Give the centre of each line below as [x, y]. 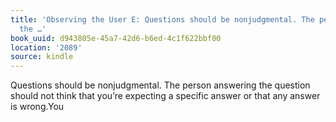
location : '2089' [46, 47]
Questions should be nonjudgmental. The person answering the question [160, 85]
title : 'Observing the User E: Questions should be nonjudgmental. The [162, 19]
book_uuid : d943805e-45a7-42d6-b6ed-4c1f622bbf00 [116, 38]
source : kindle [42, 57]
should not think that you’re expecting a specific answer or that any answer [165, 96]
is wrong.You [37, 107]
